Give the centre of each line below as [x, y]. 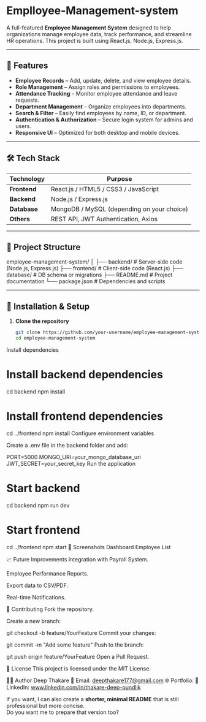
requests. [27, 100]
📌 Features [27, 66]
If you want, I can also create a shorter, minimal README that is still [93, 699]
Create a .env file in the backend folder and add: [67, 445]
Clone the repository [42, 321]
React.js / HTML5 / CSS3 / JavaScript [105, 189]
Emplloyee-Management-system [93, 11]
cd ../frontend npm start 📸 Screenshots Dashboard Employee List [89, 547]
